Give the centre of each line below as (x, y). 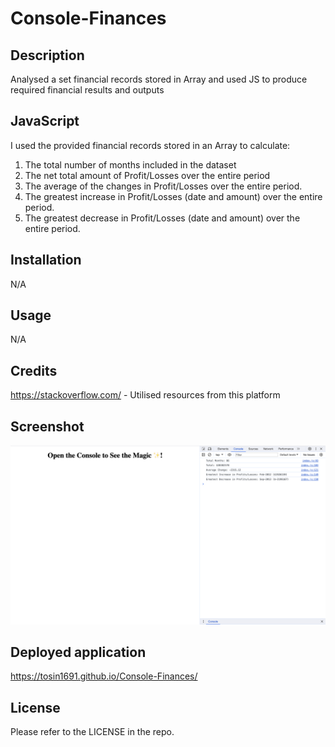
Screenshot (47, 426)
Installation (46, 260)
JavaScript (45, 121)
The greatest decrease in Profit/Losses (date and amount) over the (162, 218)
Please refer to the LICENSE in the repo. (92, 732)
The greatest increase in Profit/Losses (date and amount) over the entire (173, 196)
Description (47, 55)
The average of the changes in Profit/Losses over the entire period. (163, 186)
